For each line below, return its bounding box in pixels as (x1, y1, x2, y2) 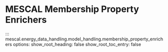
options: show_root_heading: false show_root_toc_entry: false (13, 41, 141, 47)
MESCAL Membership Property (5, 3, 139, 15)
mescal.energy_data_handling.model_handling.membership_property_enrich (5, 36, 163, 42)
